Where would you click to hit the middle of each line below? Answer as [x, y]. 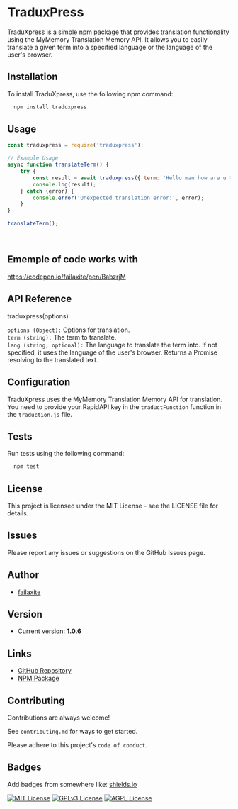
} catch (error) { [47, 191]
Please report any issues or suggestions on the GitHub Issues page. [106, 552]
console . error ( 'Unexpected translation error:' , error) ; [118, 198]
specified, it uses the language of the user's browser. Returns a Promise [113, 352]
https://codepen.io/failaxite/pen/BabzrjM [67, 277]
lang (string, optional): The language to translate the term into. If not [112, 345]
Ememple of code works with [73, 260]
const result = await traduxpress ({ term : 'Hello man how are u [130, 178]
